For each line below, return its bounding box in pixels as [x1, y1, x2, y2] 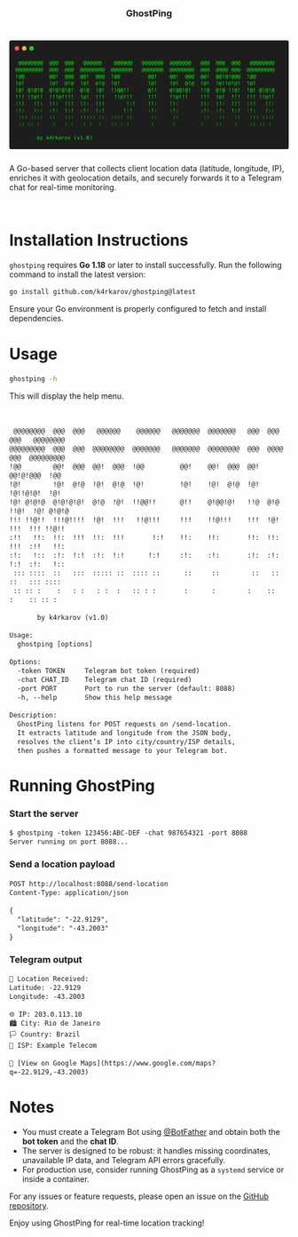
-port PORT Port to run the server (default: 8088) [17, 684, 237, 693]
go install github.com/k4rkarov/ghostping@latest [9, 288, 197, 297]
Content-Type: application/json [9, 888, 129, 897]
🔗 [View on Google [9, 1059, 77, 1067]
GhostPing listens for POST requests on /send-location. [17, 719, 232, 728]
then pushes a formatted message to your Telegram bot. [17, 746, 228, 755]
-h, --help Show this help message [17, 693, 173, 702]
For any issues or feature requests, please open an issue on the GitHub [9, 1191, 269, 1201]
